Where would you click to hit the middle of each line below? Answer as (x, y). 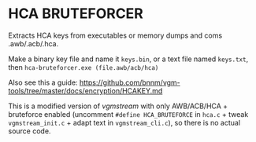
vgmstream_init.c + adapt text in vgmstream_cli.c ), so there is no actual (124, 122)
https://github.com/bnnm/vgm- (130, 82)
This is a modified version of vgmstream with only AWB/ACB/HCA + (118, 106)
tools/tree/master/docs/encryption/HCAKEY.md (85, 90)
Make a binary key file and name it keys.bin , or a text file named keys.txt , (128, 59)
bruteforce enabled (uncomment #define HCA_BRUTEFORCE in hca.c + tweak (128, 114)
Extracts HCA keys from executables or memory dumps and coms (115, 35)
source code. (30, 131)
